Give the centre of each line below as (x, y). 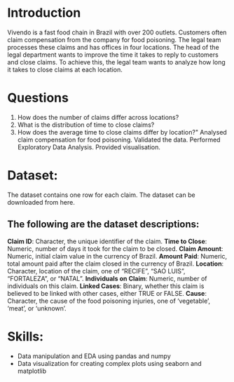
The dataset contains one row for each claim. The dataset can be (101, 195)
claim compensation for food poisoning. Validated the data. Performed (119, 139)
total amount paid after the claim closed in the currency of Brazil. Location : (116, 264)
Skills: (26, 336)
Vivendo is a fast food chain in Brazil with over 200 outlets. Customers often (117, 32)
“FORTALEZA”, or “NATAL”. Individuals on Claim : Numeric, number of (108, 278)
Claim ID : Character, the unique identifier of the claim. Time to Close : (107, 241)
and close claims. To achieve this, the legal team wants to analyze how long (116, 62)
